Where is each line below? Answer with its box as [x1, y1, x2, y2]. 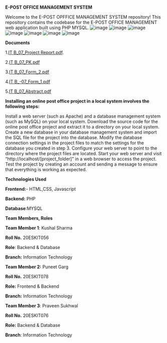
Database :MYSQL [5, 205, 43, 211]
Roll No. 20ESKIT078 [5, 274, 49, 279]
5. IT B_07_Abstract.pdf [5, 88, 52, 94]
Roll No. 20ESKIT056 [5, 235, 49, 241]
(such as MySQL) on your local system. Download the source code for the [5, 119, 158, 125]
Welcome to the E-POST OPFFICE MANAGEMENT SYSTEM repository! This [5, 14, 161, 20]
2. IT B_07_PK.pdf [5, 59, 40, 65]
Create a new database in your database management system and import [5, 129, 157, 135]
